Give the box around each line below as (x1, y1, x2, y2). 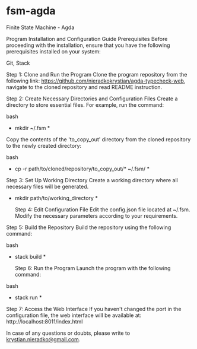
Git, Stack (6, 59, 30, 66)
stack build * (14, 253, 46, 260)
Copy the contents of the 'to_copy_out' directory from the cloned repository (6, 135, 191, 143)
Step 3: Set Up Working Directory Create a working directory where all (6, 176, 178, 183)
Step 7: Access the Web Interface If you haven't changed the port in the (6, 305, 182, 312)
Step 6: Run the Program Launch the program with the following (14, 264, 171, 271)
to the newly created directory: (6, 142, 82, 149)
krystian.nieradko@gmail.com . (6, 335, 81, 342)
